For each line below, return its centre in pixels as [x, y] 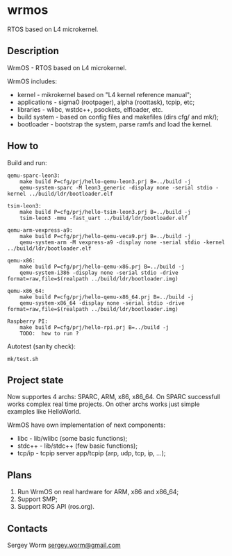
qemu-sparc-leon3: [34, 176]
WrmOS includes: [32, 81]
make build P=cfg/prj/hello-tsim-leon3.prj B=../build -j [105, 212]
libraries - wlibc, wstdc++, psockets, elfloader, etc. [90, 109]
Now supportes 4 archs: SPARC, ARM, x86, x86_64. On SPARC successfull [114, 397]
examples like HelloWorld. [44, 412]
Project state [35, 380]
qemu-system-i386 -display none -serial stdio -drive [99, 273]
